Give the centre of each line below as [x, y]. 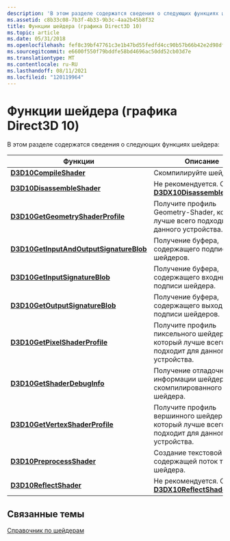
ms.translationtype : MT [41, 58]
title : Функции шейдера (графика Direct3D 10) [75, 26]
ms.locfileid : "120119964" [46, 77]
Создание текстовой [188, 453]
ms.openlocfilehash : [37, 45]
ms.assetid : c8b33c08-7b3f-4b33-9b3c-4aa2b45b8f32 [81, 20]
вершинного [174, 416]
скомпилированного [188, 388]
